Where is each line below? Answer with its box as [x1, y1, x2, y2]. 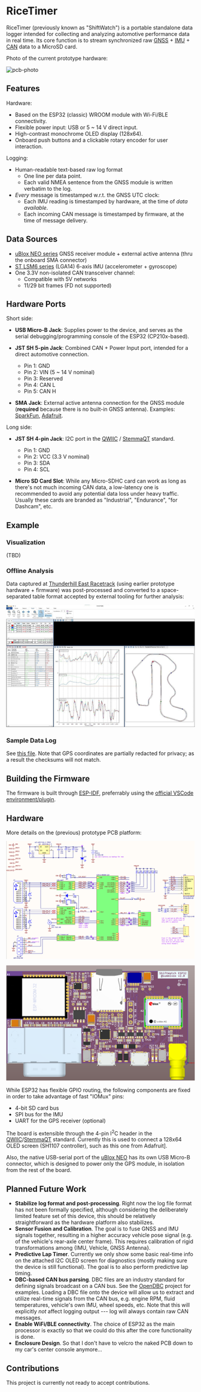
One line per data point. [23, 172, 82, 179]
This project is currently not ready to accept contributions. [6, 1379, 150, 1386]
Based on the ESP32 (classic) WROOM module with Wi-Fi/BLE [14, 111, 169, 118]
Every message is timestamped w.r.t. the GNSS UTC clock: [14, 191, 160, 199]
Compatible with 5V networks [23, 275, 98, 282]
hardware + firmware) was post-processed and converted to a [6, 587, 160, 594]
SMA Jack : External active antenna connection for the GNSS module [14, 399, 184, 407]
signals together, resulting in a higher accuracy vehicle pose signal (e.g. [14, 1232, 193, 1239]
